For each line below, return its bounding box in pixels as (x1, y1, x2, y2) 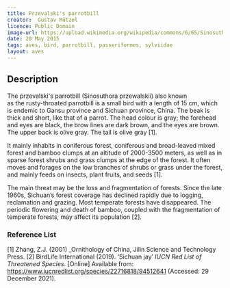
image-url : (7, 29, 38, 36)
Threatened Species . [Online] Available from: (7, 259, 134, 267)
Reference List (7, 230, 57, 239)
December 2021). (7, 274, 56, 283)
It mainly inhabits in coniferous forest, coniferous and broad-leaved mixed (7, 141, 216, 149)
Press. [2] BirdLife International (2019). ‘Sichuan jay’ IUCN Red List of (7, 252, 202, 261)
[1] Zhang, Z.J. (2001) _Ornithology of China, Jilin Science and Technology (7, 245, 216, 253)
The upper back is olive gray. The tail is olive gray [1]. (7, 128, 157, 136)
